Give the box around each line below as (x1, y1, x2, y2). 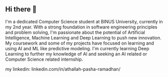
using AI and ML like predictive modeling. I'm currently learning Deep (5, 45, 149, 51)
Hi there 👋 (5, 5, 37, 14)
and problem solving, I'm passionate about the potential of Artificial (5, 29, 145, 35)
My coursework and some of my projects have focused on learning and (5, 40, 154, 46)
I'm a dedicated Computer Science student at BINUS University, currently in (5, 18, 163, 24)
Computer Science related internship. (5, 56, 83, 62)
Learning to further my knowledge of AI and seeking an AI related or (5, 51, 147, 57)
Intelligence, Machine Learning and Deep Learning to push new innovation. (5, 34, 162, 41)
